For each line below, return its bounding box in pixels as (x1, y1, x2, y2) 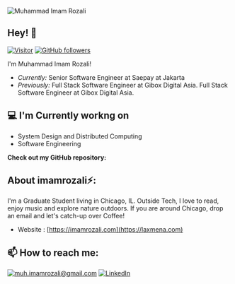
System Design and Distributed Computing (17, 131, 143, 141)
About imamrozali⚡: (7, 174, 97, 187)
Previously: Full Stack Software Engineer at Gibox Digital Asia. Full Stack (17, 81, 228, 89)
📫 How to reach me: (7, 247, 99, 259)
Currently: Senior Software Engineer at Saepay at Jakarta (17, 73, 185, 81)
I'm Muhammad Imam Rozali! (7, 59, 92, 68)
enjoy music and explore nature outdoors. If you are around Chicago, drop (7, 204, 224, 213)
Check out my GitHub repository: (7, 153, 107, 162)
